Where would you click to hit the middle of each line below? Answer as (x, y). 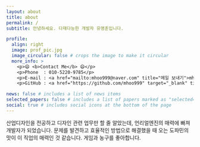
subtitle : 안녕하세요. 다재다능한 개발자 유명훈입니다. (65, 28)
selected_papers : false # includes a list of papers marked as (86, 100)
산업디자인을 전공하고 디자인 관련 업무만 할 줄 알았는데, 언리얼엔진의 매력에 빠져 (98, 123)
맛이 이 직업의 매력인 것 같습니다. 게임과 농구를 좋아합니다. (74, 137)
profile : (17, 39)
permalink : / (22, 23)
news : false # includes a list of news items (63, 94)
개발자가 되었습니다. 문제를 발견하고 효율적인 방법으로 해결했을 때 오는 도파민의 (98, 130)
